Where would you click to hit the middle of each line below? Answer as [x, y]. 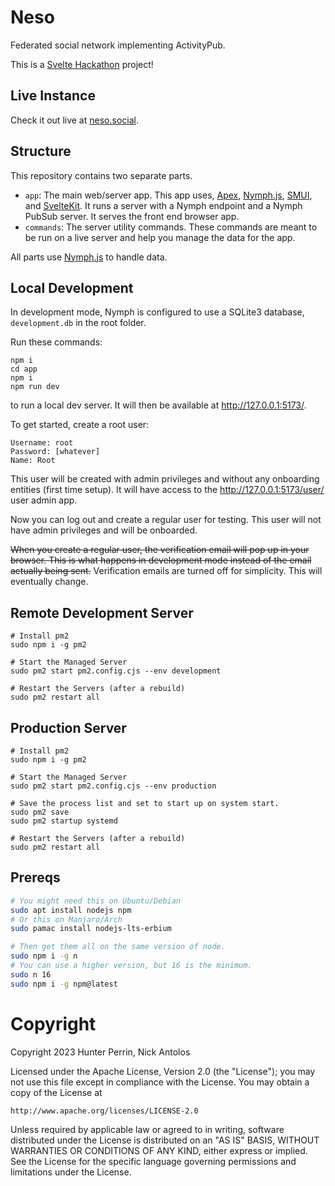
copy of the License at [56, 1092]
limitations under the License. [71, 1172]
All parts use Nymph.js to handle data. [89, 257]
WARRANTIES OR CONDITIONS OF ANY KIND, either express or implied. [159, 1150]
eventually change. [49, 582]
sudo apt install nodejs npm [71, 910]
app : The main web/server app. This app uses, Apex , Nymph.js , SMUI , [168, 195]
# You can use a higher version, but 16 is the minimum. [131, 966]
